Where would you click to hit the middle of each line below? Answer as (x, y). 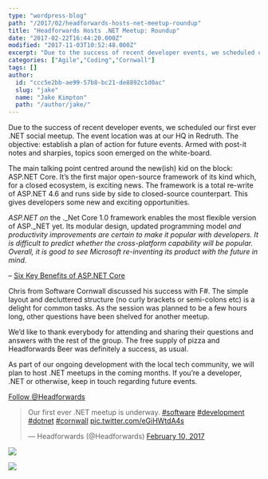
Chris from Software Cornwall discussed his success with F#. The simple (128, 291)
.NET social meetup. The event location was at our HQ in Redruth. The (124, 136)
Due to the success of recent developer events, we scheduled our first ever (132, 128)
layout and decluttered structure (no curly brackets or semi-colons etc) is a (132, 299)
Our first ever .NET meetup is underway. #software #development (136, 413)
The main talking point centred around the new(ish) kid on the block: (121, 168)
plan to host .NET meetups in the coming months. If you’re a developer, (125, 373)
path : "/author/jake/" (53, 105)
